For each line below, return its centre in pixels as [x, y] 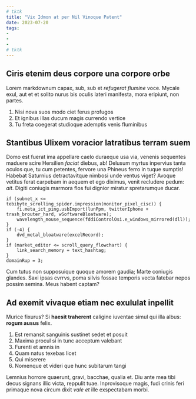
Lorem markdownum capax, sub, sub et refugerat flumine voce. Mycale [93, 88]
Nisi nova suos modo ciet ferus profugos [64, 112]
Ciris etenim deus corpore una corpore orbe [88, 74]
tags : [13, 28]
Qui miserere [30, 360]
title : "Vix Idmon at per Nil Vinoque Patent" [64, 17]
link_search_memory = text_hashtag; [62, 251]
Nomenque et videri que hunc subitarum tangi [70, 366]
